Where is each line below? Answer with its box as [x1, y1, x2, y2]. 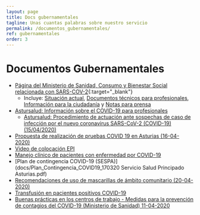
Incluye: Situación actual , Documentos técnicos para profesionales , [23, 94, 189, 101]
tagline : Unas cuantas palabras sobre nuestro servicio [6, 20, 148, 26]
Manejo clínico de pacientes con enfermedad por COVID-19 [14, 151, 162, 158]
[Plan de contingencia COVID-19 [14, 157, 94, 164]
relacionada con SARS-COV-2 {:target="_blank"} [14, 88, 133, 95]
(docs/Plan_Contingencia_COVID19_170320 [14, 164, 120, 171]
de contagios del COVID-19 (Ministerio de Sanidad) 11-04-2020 [14, 202, 170, 209]
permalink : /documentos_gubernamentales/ [6, 25, 111, 32]
